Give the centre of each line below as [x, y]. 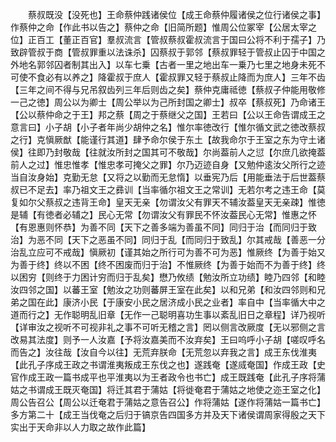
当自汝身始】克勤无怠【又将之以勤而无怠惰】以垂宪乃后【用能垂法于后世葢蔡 [168, 177]
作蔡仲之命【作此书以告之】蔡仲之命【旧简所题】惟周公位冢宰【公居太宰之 [163, 27]
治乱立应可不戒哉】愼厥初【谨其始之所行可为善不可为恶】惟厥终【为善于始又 [168, 252]
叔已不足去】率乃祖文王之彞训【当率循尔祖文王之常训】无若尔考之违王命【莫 [168, 189]
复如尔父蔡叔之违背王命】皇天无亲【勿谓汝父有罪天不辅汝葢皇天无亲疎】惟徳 [168, 202]
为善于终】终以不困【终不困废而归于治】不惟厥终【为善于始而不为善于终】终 [168, 264]
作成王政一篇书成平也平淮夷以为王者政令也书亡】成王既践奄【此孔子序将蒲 [172, 377]
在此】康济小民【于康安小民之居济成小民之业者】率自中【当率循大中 [176, 302]
